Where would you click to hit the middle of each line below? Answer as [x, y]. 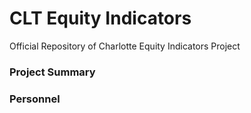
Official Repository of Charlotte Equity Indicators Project [125, 46]
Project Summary [52, 72]
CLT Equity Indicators [100, 18]
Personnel [35, 99]
